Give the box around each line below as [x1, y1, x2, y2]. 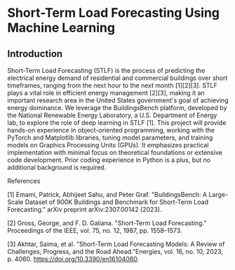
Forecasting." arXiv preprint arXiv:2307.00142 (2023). [7, 205, 162, 213]
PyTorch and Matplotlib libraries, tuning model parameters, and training [7, 133, 213, 142]
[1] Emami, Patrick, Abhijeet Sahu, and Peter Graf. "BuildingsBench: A [7, 191, 208, 198]
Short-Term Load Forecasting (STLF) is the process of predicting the [7, 67, 206, 74]
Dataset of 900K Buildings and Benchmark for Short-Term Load [25, 198, 209, 206]
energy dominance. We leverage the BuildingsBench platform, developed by [7, 104, 227, 112]
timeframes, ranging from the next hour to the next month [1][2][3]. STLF [7, 81, 217, 89]
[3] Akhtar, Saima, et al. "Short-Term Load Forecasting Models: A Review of [7, 240, 225, 248]
